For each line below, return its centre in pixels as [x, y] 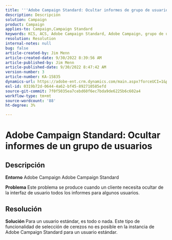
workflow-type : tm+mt [28, 96]
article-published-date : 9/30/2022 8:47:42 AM [56, 67]
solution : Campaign [26, 19]
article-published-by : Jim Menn [40, 63]
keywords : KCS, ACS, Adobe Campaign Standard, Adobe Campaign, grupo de [84, 34]
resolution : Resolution [31, 39]
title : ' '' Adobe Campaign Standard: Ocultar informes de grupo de [78, 10]
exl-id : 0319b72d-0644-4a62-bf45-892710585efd [56, 86]
